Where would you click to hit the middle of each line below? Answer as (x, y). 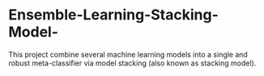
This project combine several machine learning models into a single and (128, 54)
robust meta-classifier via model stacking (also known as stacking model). (132, 63)
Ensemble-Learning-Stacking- (113, 15)
